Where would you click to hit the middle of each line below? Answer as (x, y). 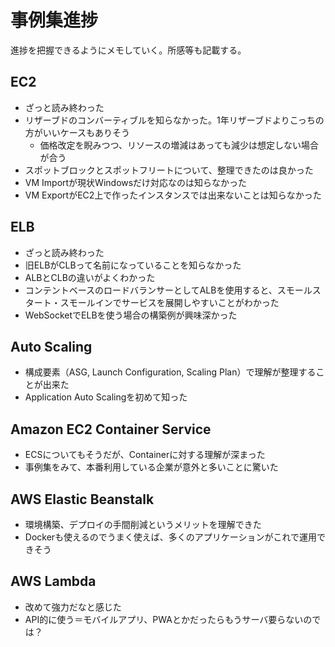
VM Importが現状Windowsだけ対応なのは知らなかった (136, 182)
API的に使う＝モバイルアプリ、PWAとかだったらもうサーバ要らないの (168, 619)
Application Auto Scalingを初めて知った (106, 397)
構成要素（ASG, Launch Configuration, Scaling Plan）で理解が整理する (170, 372)
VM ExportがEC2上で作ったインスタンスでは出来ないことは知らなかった (173, 195)
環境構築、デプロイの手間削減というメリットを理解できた (143, 524)
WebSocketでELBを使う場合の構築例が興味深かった (131, 315)
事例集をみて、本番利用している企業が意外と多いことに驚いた (151, 467)
